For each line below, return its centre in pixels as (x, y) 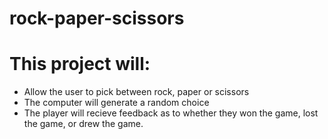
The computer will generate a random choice (116, 103)
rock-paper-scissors (97, 18)
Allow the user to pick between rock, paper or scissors (136, 92)
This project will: (80, 64)
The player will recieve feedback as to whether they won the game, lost (171, 113)
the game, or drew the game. (83, 124)
